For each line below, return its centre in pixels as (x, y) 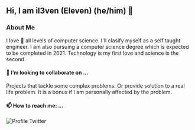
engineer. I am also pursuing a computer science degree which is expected (97, 46)
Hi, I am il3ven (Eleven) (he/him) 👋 (70, 11)
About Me (21, 28)
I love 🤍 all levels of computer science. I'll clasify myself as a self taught (93, 40)
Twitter (38, 121)
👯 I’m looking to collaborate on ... (47, 73)
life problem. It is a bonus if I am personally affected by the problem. (89, 92)
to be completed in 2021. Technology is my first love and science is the (92, 53)
